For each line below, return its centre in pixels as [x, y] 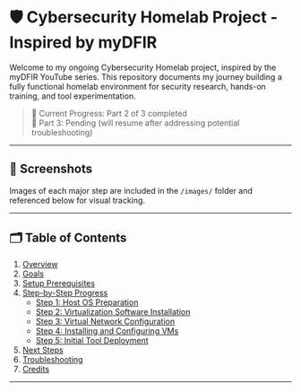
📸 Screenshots [51, 169]
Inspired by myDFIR [83, 43]
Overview [40, 264]
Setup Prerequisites [59, 283]
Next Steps [43, 350]
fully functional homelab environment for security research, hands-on [138, 86]
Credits [36, 369]
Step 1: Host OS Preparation [87, 302]
